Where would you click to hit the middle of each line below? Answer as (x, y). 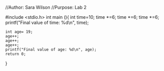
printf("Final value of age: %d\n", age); (51, 50)
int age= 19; (19, 32)
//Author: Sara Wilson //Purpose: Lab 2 (46, 7)
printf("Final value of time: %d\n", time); (47, 23)
